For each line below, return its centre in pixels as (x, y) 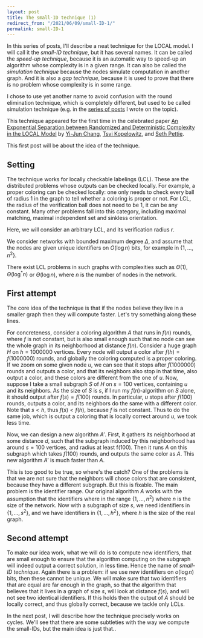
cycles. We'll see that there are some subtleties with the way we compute (98, 622)
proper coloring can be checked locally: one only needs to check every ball (101, 192)
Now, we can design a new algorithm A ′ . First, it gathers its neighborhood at (101, 434)
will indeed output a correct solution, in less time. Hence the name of (92, 566)
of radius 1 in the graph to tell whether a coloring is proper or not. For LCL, (99, 199)
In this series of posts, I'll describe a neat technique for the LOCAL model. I (100, 46)
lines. (14, 321)
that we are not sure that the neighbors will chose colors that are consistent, (102, 479)
